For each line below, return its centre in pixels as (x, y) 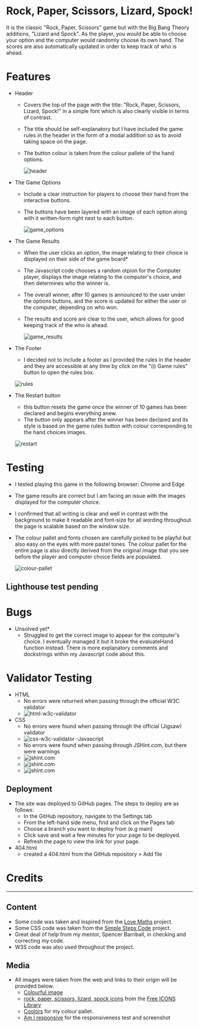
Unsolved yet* (32, 629)
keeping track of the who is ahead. (66, 325)
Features (28, 77)
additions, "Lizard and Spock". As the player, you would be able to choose (96, 33)
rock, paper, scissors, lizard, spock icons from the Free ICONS (99, 999)
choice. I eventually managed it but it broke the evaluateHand (98, 642)
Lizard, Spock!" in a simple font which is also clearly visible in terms (106, 111)
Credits (25, 878)
